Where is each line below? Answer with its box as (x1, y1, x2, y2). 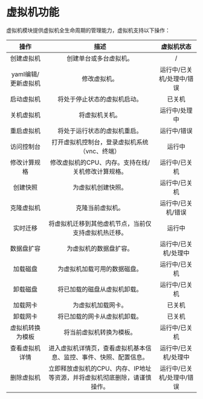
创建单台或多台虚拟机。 (66, 54, 134, 62)
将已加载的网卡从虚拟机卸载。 (57, 312, 143, 321)
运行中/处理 (159, 106, 193, 115)
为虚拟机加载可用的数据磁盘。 (57, 264, 143, 273)
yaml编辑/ (11, 70, 39, 78)
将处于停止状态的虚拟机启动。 (57, 95, 143, 103)
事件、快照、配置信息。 (81, 353, 149, 361)
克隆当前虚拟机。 (75, 203, 124, 212)
